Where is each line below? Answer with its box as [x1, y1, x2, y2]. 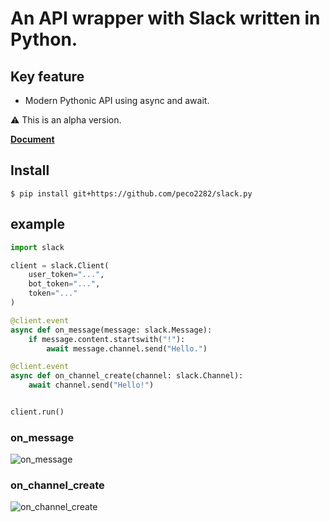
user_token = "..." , [28, 270, 105, 280]
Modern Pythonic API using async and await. [24, 95, 210, 106]
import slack [10, 242, 65, 252]
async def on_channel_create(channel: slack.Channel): [10, 371, 244, 381]
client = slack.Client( [10, 260, 110, 271]
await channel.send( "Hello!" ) [28, 380, 155, 391]
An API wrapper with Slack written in [10, 7, 321, 30]
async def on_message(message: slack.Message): [10, 325, 213, 335]
